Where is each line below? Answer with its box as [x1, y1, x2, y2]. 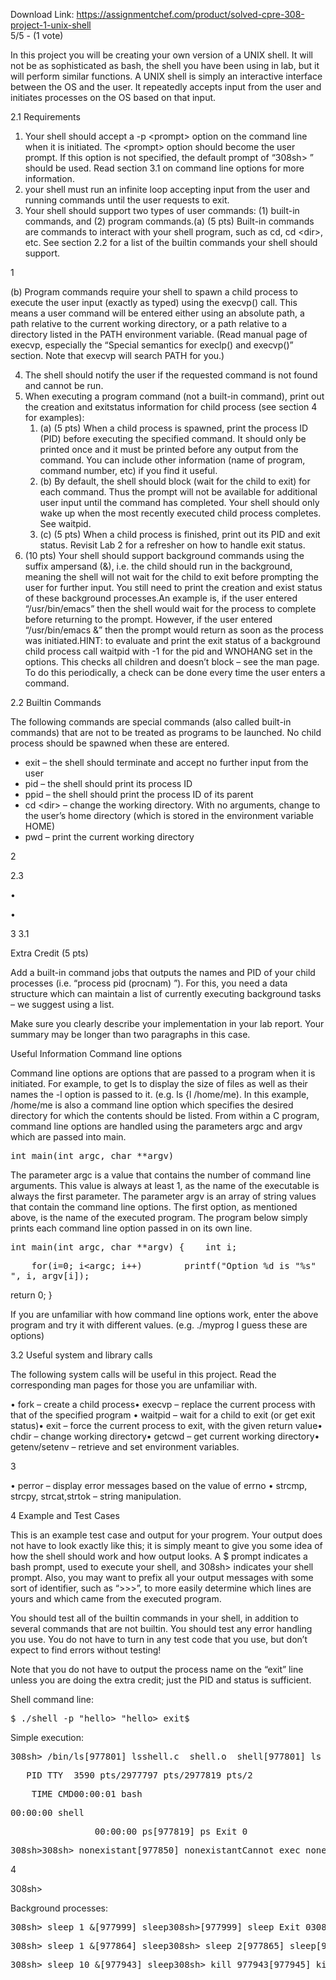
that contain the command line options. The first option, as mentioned [10, 1201, 298, 1213]
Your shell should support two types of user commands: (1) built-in [24, 205, 300, 216]
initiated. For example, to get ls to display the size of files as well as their [10, 1078, 308, 1089]
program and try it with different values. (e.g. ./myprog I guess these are [10, 1319, 308, 1331]
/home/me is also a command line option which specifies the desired [10, 1099, 294, 1111]
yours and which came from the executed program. [10, 1593, 222, 1604]
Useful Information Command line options [10, 1048, 183, 1059]
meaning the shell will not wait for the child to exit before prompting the [24, 571, 319, 583]
